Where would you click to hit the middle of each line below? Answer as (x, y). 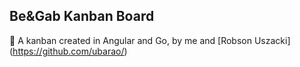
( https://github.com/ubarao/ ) (68, 51)
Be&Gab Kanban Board (82, 16)
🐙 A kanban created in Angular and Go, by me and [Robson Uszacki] (150, 40)
